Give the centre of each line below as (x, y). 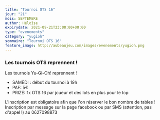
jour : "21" (16, 14)
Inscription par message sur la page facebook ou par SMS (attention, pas (79, 107)
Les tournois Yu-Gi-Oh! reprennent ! (41, 73)
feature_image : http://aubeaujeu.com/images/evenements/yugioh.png (75, 45)
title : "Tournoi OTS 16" (30, 9)
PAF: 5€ (20, 87)
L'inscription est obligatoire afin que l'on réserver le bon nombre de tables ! (80, 102)
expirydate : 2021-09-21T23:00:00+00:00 (45, 28)
